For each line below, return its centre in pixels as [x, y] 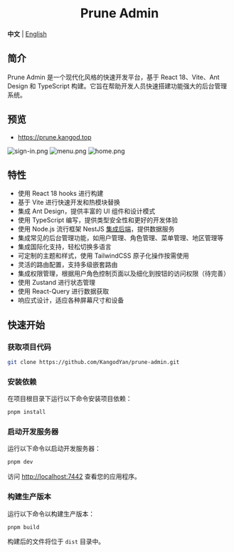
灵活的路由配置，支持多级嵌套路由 [68, 265]
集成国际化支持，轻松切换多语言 [64, 247]
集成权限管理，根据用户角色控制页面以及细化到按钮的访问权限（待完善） [123, 274]
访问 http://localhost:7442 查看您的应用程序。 [74, 477]
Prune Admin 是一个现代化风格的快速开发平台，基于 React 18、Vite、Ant [113, 77]
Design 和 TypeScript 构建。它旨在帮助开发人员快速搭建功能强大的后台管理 [117, 85]
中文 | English [27, 33]
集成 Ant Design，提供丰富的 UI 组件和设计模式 [86, 212]
